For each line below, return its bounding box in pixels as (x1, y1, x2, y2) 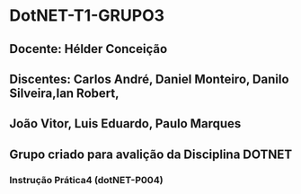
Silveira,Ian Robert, (9, 85, 120, 101)
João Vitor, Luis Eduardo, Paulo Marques (9, 116, 242, 131)
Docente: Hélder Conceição (9, 41, 168, 57)
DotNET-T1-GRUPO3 (9, 5, 164, 26)
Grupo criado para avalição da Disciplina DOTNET (9, 146, 293, 162)
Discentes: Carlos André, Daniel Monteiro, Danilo (9, 71, 289, 86)
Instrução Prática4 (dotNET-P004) (9, 173, 164, 186)
